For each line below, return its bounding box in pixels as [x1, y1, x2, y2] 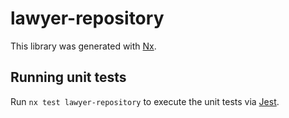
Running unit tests [10, 69, 127, 86]
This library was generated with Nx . [10, 40, 157, 52]
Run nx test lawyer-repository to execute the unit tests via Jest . [10, 95, 280, 107]
